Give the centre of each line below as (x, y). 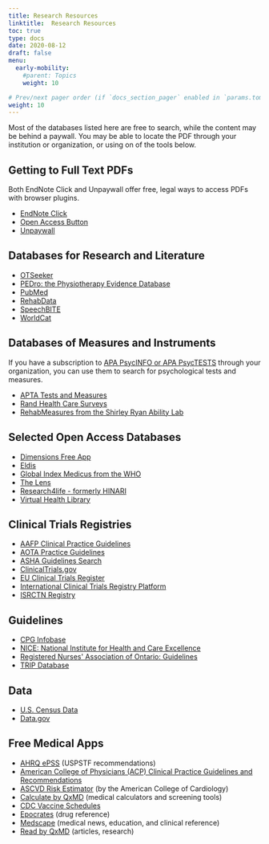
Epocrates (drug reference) (65, 814)
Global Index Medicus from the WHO (80, 474)
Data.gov (35, 718)
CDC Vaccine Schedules (60, 805)
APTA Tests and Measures (63, 395)
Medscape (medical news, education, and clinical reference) (120, 822)
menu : (17, 61)
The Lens (35, 482)
